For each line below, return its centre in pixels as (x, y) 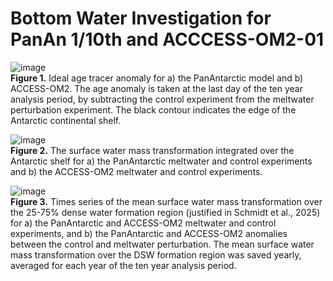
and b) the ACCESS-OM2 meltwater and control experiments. (136, 171)
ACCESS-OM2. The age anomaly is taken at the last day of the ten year (157, 88)
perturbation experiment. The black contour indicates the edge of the (153, 109)
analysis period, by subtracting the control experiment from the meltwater (162, 99)
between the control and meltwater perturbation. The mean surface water (162, 244)
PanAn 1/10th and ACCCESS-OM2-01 (167, 39)
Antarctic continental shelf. (66, 120)
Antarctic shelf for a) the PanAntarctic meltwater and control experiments (161, 161)
